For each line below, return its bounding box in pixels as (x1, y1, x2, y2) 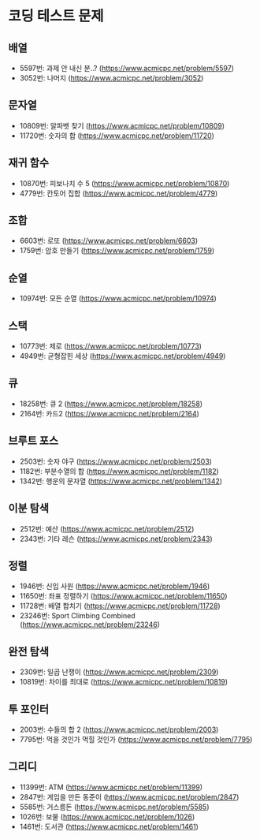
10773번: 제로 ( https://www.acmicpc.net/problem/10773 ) (19, 341, 202, 351)
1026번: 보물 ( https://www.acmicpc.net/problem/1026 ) (19, 811, 195, 821)
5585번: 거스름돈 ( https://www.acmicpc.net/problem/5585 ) (19, 802, 210, 811)
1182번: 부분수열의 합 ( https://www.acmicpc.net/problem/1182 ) (19, 466, 219, 475)
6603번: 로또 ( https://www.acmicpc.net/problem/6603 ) (19, 236, 199, 245)
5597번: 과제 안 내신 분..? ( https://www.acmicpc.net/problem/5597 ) (19, 64, 235, 73)
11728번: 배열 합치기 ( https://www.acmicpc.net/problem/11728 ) (19, 601, 221, 611)
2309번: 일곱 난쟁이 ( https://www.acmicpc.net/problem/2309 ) (19, 667, 219, 677)
